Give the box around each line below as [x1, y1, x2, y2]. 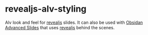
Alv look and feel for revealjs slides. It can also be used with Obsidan [5, 19, 143, 25]
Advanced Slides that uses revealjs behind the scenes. [5, 24, 115, 30]
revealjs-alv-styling [5, 3, 87, 15]
